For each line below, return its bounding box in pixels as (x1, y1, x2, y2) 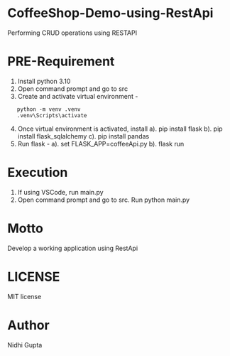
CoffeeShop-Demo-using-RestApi (7, 5, 214, 21)
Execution (7, 165, 68, 180)
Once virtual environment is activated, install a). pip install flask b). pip (17, 124, 223, 133)
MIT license (7, 292, 42, 301)
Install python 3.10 (17, 77, 71, 85)
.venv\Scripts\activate (16, 112, 87, 119)
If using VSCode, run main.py (17, 188, 104, 196)
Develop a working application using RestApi (7, 244, 138, 252)
